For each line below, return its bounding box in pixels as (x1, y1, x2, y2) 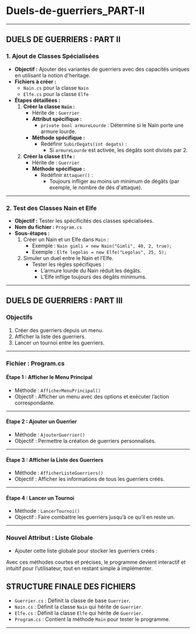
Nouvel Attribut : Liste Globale (6, 534, 93, 542)
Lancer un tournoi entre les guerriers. (14, 339, 105, 346)
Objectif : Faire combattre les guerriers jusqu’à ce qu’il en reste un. (14, 514, 175, 521)
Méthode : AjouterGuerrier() (14, 431, 86, 438)
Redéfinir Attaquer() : (40, 171, 93, 178)
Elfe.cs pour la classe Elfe (23, 90, 89, 97)
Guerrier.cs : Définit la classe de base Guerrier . (14, 597, 131, 604)
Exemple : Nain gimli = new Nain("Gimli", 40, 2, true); (32, 242, 172, 249)
